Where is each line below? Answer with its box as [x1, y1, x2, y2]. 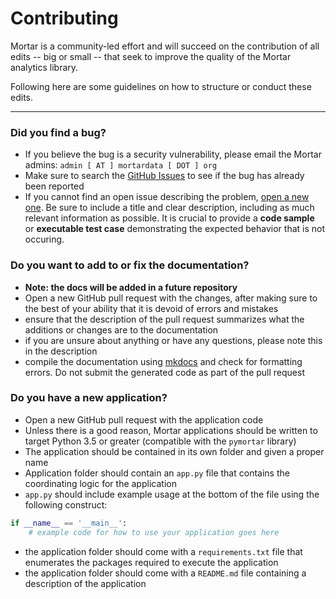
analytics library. [10, 61, 79, 73]
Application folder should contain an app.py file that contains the [24, 467, 290, 479]
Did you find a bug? [10, 125, 107, 139]
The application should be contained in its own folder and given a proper [24, 445, 325, 457]
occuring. [24, 233, 65, 246]
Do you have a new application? [10, 391, 168, 405]
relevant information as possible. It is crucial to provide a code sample [24, 212, 315, 224]
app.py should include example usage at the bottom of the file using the [24, 488, 320, 500]
